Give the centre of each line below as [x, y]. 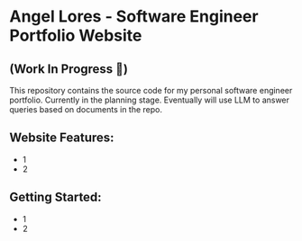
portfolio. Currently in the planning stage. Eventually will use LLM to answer [150, 100]
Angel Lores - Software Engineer [134, 17]
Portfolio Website [76, 36]
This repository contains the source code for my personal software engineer [151, 90]
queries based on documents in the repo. [86, 109]
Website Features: [62, 138]
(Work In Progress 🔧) [69, 69]
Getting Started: [55, 197]
